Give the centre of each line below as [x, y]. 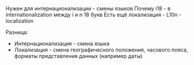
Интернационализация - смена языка [62, 44]
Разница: [17, 32]
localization [20, 21]
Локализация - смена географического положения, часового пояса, [101, 50]
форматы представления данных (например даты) [78, 56]
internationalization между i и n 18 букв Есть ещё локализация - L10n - [93, 15]
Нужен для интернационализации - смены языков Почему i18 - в [88, 8]
